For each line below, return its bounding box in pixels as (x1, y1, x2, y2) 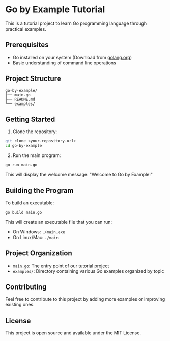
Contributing (5, 282, 47, 291)
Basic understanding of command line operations (12, 60, 116, 66)
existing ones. (5, 302, 35, 308)
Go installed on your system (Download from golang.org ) (12, 54, 132, 60)
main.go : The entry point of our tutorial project (12, 263, 109, 269)
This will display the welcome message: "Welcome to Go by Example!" (5, 172, 153, 177)
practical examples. (5, 25, 47, 32)
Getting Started (5, 115, 55, 123)
